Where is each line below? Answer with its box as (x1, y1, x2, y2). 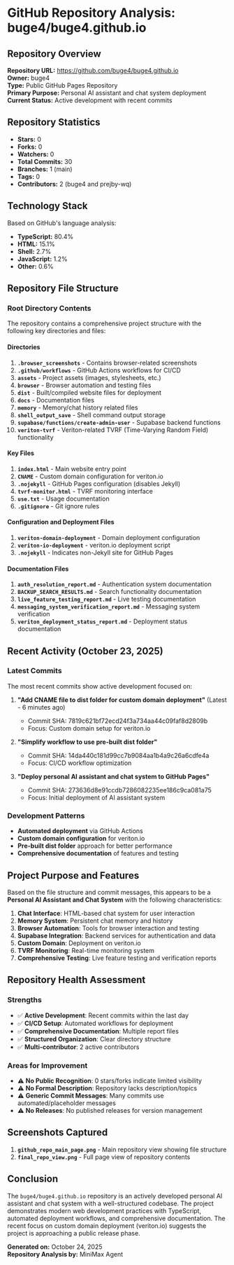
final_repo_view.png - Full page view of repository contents (17, 1152, 191, 1161)
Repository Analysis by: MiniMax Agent (7, 1250, 124, 1258)
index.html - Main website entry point (17, 464, 127, 473)
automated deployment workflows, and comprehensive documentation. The (7, 1214, 226, 1222)
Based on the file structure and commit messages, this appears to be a (7, 888, 211, 896)
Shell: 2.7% (17, 247, 52, 255)
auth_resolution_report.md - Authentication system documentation (17, 580, 212, 588)
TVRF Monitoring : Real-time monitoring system (17, 946, 155, 954)
